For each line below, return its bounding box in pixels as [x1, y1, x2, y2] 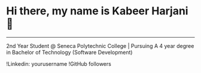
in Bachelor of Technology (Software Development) [6, 48, 133, 56]
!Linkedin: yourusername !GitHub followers [6, 60, 112, 67]
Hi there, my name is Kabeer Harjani [6, 4, 188, 18]
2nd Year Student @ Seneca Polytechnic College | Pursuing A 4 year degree [6, 42, 194, 49]
